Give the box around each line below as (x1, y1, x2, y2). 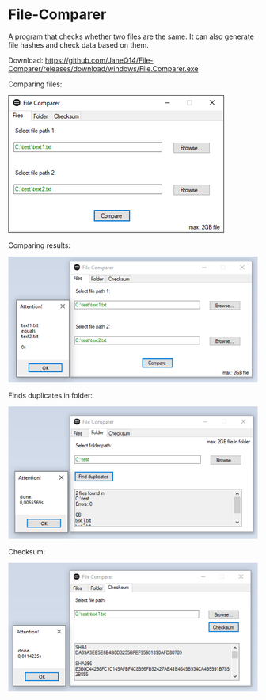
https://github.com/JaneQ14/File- (44, 55, 154, 65)
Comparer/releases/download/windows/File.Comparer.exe (8, 63, 199, 73)
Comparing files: (8, 79, 63, 89)
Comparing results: (8, 240, 71, 250)
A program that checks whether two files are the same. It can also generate (8, 32, 255, 41)
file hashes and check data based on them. (8, 40, 149, 49)
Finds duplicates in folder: (8, 390, 93, 401)
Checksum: (8, 547, 46, 557)
